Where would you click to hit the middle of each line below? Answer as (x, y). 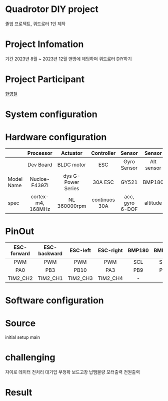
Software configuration (54, 301)
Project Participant (45, 79)
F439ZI (40, 185)
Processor (40, 153)
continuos (103, 200)
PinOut (20, 232)
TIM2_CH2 (20, 278)
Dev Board (40, 165)
